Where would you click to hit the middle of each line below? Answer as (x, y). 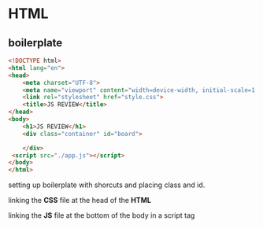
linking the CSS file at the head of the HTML (80, 200)
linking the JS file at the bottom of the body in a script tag (102, 215)
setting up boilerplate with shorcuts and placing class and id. (107, 185)
